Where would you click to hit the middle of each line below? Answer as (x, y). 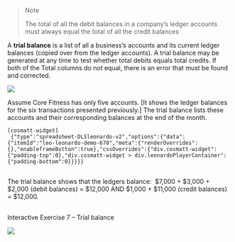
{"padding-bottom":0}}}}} (45, 162)
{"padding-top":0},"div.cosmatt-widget (66, 155)
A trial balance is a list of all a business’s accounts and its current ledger (114, 45)
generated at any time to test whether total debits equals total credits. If (112, 60)
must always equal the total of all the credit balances (102, 32)
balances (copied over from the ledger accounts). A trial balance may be (114, 53)
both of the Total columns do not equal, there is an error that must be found (118, 68)
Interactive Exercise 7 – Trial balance (61, 217)
